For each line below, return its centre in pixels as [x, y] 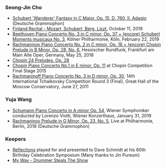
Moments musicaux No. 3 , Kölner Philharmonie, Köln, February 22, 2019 [86, 39]
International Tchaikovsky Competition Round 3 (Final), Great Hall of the [85, 81]
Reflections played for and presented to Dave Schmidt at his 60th [79, 150]
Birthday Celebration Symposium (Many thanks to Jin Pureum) [76, 155]
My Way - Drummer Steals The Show [50, 160]
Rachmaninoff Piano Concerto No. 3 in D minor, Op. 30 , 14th [74, 76]
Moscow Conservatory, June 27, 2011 [50, 87]
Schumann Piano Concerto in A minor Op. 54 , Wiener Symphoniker [81, 110]
